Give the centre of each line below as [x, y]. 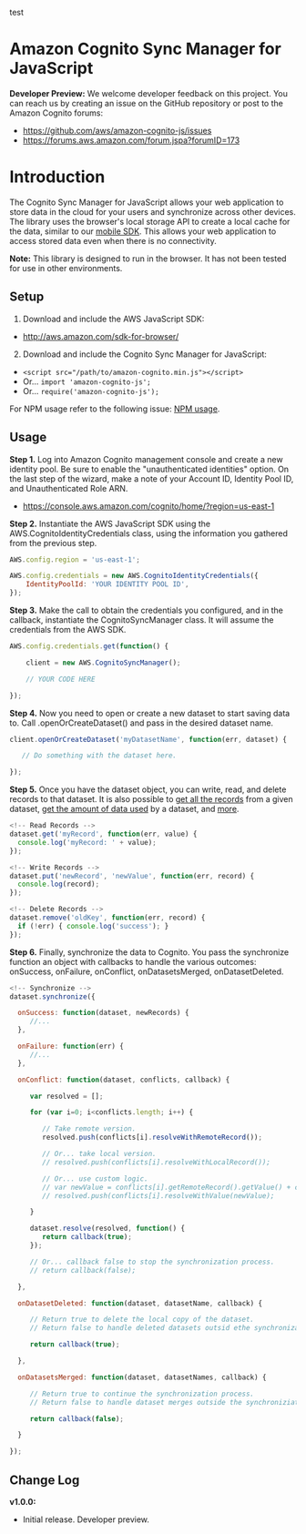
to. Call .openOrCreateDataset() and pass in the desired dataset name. [142, 723]
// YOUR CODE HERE [61, 679]
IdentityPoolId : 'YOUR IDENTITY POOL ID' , [107, 584]
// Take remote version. [89, 1129]
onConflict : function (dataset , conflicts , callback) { [124, 1080]
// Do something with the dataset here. [99, 756]
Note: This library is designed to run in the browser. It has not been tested [148, 259]
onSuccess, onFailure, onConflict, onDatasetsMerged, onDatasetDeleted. [147, 971]
